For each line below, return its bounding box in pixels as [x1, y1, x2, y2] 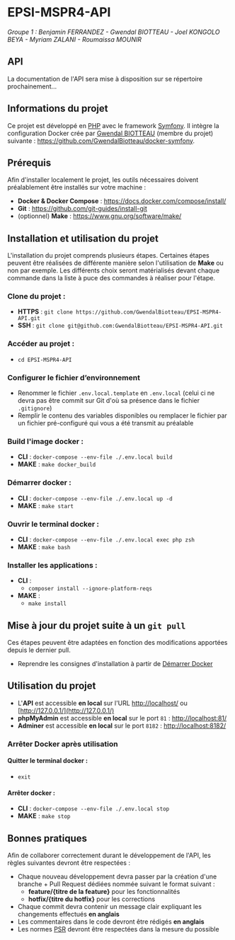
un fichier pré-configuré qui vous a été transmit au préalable [17, 419, 194, 428]
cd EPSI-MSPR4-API [17, 356, 72, 363]
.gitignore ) [17, 404, 52, 413]
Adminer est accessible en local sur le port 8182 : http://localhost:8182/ [17, 721, 227, 730]
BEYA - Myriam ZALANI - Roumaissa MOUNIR [7, 35, 142, 43]
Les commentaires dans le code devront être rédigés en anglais [17, 917, 205, 926]
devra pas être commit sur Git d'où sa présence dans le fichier [17, 396, 200, 405]
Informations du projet [7, 103, 108, 115]
